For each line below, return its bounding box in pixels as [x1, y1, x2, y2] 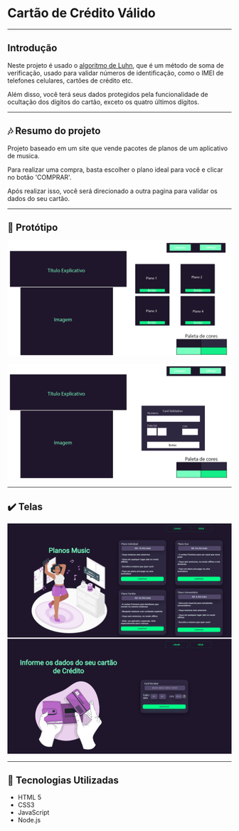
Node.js [17, 816, 41, 825]
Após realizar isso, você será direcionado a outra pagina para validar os [7, 187, 218, 195]
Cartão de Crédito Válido [7, 5, 156, 21]
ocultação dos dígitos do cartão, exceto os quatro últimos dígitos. [7, 98, 200, 106]
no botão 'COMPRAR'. [7, 172, 72, 181]
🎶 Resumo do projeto [7, 125, 101, 137]
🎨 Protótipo [7, 221, 58, 233]
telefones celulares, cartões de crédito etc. [7, 76, 133, 85]
